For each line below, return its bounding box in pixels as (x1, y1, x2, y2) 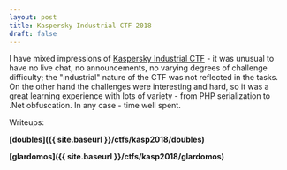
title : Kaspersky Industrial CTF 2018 (9, 21, 152, 30)
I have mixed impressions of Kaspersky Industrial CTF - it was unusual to (9, 54, 275, 64)
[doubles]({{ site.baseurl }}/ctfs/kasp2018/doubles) (9, 134, 205, 145)
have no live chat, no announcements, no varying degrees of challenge (9, 63, 268, 73)
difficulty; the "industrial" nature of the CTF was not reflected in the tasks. (9, 72, 278, 83)
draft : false (9, 29, 57, 38)
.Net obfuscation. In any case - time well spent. (9, 100, 181, 111)
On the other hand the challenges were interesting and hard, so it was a (9, 81, 269, 92)
